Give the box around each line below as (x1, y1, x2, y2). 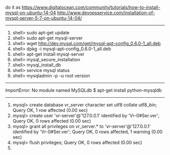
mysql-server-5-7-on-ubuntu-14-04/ (5, 15, 82, 21)
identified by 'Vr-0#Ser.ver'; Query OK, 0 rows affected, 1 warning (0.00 (12, 129, 163, 135)
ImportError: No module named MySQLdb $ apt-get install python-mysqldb (5, 87, 162, 93)
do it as (5, 5, 21, 10)
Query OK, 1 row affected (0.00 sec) (12, 107, 88, 113)
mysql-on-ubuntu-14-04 (5, 10, 57, 16)
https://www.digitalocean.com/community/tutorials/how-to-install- (22, 5, 160, 10)
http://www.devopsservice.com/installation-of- (57, 10, 155, 16)
